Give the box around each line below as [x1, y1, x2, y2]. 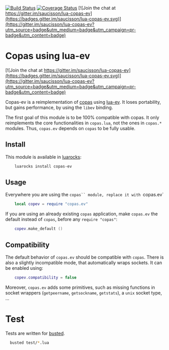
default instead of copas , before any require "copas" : [5, 216, 118, 223]
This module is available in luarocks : [5, 154, 82, 160]
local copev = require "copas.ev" [14, 201, 88, 207]
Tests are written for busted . [5, 330, 65, 336]
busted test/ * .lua [10, 340, 50, 345]
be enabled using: [5, 265, 44, 271]
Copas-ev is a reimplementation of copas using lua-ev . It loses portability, [5, 99, 161, 105]
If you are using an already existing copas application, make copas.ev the [5, 211, 158, 217]
